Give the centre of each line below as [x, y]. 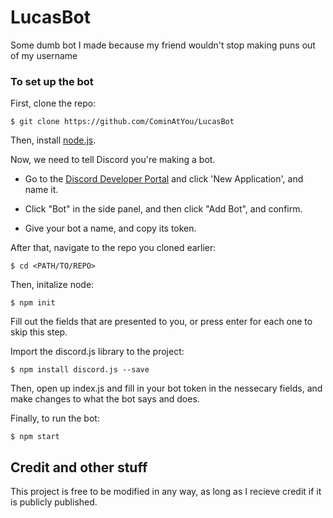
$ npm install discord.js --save [80, 370]
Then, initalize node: [52, 285]
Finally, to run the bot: [55, 418]
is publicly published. [54, 502]
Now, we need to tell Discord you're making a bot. [113, 160]
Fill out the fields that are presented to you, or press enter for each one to [161, 322]
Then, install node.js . [53, 140]
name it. [41, 190]
